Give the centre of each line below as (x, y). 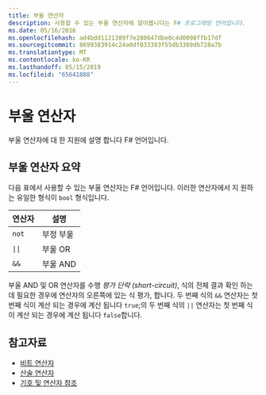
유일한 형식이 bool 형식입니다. (63, 197)
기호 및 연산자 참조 (48, 383)
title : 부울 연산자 (36, 15)
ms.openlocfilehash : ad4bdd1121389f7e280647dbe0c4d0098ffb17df (115, 38)
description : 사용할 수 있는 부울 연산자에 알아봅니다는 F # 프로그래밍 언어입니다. (127, 23)
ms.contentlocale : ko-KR (49, 60)
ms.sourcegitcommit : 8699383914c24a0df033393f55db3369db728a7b (115, 45)
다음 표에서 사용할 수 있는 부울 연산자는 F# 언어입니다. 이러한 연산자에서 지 (123, 188)
